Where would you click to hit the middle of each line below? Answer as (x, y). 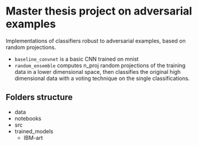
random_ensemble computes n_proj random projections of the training (100, 65)
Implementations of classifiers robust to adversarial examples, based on (96, 41)
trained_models (34, 131)
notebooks (28, 118)
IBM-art (33, 138)
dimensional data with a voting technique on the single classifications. (102, 78)
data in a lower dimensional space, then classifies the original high (97, 71)
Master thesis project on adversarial (99, 11)
